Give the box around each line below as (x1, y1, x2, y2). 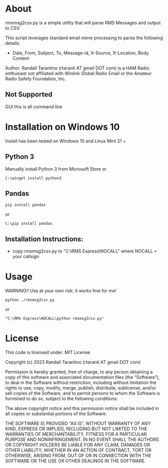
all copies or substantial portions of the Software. (5, 411, 107, 417)
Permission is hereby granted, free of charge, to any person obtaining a (5, 369, 153, 375)
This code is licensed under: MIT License (5, 349, 90, 355)
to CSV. (5, 25, 21, 31)
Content (12, 55, 30, 61)
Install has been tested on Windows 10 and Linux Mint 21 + (5, 138, 126, 144)
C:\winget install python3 (5, 176, 62, 181)
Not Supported (5, 90, 53, 99)
